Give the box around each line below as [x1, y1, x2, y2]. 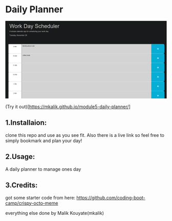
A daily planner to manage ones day [5, 166, 81, 172]
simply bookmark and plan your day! [5, 137, 82, 144]
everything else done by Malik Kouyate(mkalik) [5, 210, 104, 216]
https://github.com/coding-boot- [76, 194, 146, 200]
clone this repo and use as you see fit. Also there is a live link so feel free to [5, 132, 165, 138]
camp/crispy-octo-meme [5, 200, 58, 206]
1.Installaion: [5, 118, 47, 127]
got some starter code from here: [5, 194, 76, 200]
